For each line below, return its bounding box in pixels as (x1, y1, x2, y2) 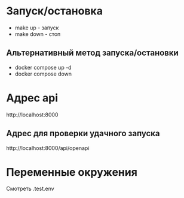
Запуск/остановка (6, 4, 103, 18)
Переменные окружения (6, 165, 137, 179)
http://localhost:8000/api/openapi (6, 144, 90, 151)
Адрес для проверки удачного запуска (6, 128, 160, 139)
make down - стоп (14, 30, 61, 37)
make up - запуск (14, 24, 59, 31)
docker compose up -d (14, 64, 72, 71)
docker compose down (14, 70, 72, 77)
